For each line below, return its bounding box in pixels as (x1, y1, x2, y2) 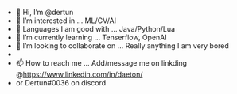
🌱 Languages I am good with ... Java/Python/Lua (15, 24, 176, 33)
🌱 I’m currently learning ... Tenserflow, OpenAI (15, 32, 167, 42)
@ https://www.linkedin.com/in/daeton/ (15, 70, 143, 79)
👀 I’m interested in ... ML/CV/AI (15, 16, 117, 25)
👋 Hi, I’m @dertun (15, 8, 74, 17)
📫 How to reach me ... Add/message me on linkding (15, 58, 188, 67)
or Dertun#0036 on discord (15, 78, 107, 87)
